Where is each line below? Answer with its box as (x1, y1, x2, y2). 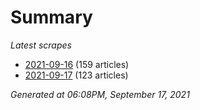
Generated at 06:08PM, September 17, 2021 (10, 88, 190, 100)
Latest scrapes (10, 39, 72, 51)
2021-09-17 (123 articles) (24, 69, 129, 81)
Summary (10, 6, 93, 29)
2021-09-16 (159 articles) (24, 58, 130, 70)
